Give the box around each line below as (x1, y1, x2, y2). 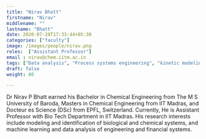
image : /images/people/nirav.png (6, 43, 92, 49)
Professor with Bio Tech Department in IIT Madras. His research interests (6, 113, 191, 120)
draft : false (6, 65, 40, 72)
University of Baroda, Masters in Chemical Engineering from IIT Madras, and (6, 100, 199, 107)
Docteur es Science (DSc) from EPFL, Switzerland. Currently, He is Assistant (6, 106, 199, 113)
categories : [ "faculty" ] (6, 37, 70, 43)
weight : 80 (6, 71, 34, 77)
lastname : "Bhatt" (6, 26, 53, 32)
